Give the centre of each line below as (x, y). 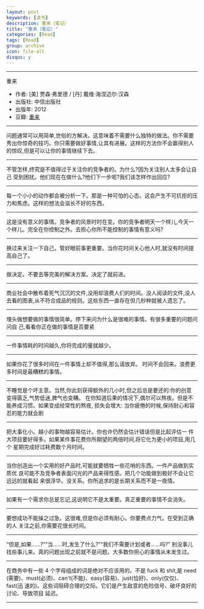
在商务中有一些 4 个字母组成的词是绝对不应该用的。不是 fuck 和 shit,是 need (101, 570)
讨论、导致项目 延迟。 (34, 593)
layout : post (23, 12)
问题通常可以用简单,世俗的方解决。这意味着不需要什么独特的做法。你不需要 (100, 135)
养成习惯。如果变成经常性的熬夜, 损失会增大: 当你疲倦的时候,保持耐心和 (100, 405)
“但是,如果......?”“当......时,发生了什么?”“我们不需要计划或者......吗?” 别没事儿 (100, 544)
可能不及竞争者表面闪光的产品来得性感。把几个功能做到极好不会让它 (109, 473)
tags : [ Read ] (23, 40)
